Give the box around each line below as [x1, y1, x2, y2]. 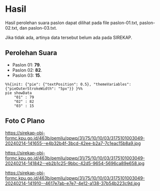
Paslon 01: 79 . [12, 62, 41, 67]
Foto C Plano [5, 117, 45, 125]
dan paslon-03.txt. [19, 25, 57, 31]
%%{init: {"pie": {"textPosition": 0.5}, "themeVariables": [5, 82, 132, 87]
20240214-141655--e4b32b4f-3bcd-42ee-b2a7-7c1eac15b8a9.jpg [5, 140, 141, 146]
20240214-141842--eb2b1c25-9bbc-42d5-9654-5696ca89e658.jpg [5, 160, 145, 166]
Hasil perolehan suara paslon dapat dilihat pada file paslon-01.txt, [5, 20, 139, 26]
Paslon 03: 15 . [12, 72, 41, 78]
